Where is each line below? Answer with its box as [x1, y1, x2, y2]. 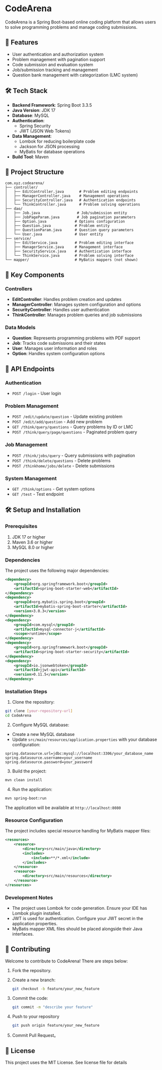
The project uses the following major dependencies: [5, 567, 109, 573]
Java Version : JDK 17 [12, 107, 56, 113]
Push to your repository [12, 1014, 60, 1019]
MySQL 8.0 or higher [12, 544, 54, 550]
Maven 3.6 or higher [12, 539, 53, 545]
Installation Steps [5, 688, 48, 695]
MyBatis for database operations [19, 149, 85, 154]
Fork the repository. [12, 967, 52, 973]
